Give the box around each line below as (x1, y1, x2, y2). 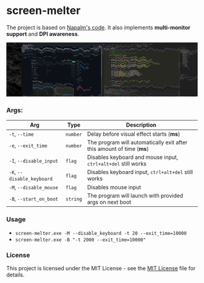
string (66, 196, 83, 203)
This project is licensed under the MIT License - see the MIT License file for (6, 265, 196, 272)
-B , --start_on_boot (8, 195, 59, 203)
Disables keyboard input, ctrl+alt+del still (87, 169, 193, 176)
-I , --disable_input (8, 156, 59, 164)
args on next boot (87, 198, 132, 206)
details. (6, 271, 25, 279)
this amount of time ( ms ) (87, 145, 149, 152)
